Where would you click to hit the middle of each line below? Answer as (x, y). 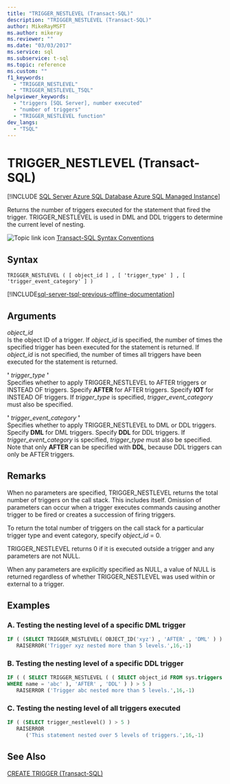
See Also (26, 757)
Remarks (27, 476)
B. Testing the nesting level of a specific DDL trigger (95, 663)
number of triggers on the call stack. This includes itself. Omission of (104, 499)
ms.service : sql (30, 52)
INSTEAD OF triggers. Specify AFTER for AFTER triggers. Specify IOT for (111, 389)
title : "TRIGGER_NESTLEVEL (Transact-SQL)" (70, 13)
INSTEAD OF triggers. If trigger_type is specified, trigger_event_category (110, 397)
